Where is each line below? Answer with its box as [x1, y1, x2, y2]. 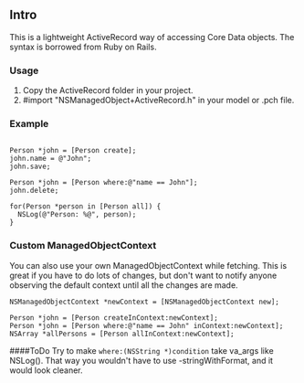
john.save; [9, 162, 51, 172]
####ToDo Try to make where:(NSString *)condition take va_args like [9, 345, 274, 356]
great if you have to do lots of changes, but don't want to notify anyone [9, 270, 278, 281]
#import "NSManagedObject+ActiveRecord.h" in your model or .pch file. [22, 95, 295, 106]
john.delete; [9, 186, 59, 196]
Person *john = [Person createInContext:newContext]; [9, 313, 219, 323]
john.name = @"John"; [9, 154, 92, 164]
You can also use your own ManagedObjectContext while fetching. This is [9, 260, 288, 271]
